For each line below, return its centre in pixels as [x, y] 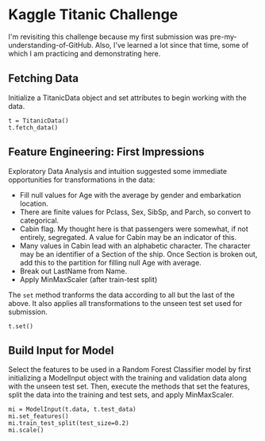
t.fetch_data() [33, 128]
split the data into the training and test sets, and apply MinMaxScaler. [121, 395]
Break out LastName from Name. [73, 271]
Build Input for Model [61, 350]
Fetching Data [44, 78]
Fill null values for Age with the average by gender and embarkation [131, 195]
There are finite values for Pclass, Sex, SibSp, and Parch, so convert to [135, 211]
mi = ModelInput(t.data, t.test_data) [72, 410]
